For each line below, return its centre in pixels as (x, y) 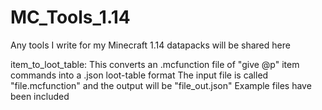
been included (40, 96)
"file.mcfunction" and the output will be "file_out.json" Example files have (161, 85)
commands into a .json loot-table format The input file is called (139, 75)
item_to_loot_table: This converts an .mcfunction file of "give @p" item (155, 64)
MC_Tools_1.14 (70, 17)
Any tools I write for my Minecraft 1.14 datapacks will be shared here (150, 45)
